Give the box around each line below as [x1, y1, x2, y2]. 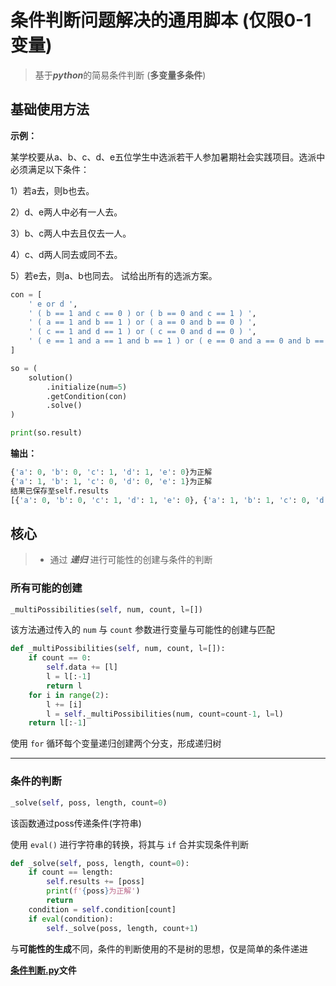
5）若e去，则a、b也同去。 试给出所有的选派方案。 [10, 269, 218, 281]
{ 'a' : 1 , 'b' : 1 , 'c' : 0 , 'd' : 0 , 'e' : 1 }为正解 [10, 476, 213, 486]
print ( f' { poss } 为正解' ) [46, 886, 141, 896]
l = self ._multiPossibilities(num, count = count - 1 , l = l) [46, 709, 284, 719]
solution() [28, 372, 74, 383]
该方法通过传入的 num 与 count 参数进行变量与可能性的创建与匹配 [10, 624, 276, 636]
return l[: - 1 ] [28, 718, 87, 728]
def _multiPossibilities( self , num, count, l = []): [10, 644, 226, 654]
